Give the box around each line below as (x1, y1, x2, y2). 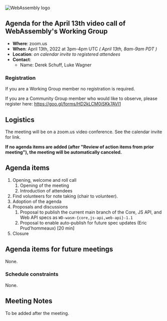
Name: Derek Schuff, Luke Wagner (20, 62, 92, 68)
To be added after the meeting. (5, 310, 69, 316)
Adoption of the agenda (12, 198, 62, 204)
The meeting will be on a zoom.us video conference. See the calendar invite (5, 129, 162, 135)
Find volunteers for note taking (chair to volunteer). (12, 193, 118, 199)
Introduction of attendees (20, 187, 73, 193)
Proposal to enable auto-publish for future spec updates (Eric (20, 220, 147, 226)
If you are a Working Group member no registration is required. (5, 86, 135, 92)
